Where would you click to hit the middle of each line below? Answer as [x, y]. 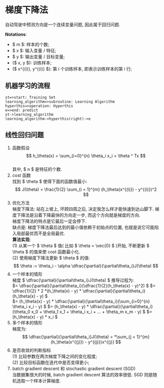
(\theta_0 [21, 312]
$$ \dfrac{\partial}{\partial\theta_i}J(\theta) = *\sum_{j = [79, 337]
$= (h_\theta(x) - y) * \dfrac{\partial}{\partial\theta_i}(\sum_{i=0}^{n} [81, 301]
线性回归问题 [24, 135]
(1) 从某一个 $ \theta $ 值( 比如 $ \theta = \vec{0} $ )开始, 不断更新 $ [81, 246]
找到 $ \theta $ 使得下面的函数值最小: [50, 181]
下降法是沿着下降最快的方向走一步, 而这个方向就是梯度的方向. [78, 215]
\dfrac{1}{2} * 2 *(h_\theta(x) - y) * [47, 291]
